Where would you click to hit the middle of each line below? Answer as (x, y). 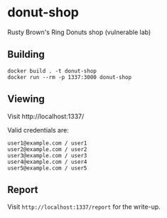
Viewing (26, 99)
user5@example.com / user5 (47, 168)
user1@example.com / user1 (47, 143)
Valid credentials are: (38, 130)
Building (26, 54)
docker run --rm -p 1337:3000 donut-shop (70, 77)
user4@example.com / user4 (47, 162)
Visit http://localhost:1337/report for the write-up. (84, 207)
